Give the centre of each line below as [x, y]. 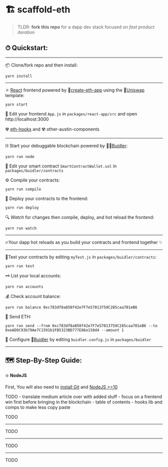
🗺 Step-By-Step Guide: [44, 360]
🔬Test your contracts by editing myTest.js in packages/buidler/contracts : [81, 257]
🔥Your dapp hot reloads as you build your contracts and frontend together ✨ [84, 242]
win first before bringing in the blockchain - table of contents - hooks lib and [84, 402]
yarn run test [20, 266]
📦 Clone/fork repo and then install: [41, 65]
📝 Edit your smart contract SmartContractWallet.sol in [61, 166]
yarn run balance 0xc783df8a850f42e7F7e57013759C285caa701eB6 [71, 307]
